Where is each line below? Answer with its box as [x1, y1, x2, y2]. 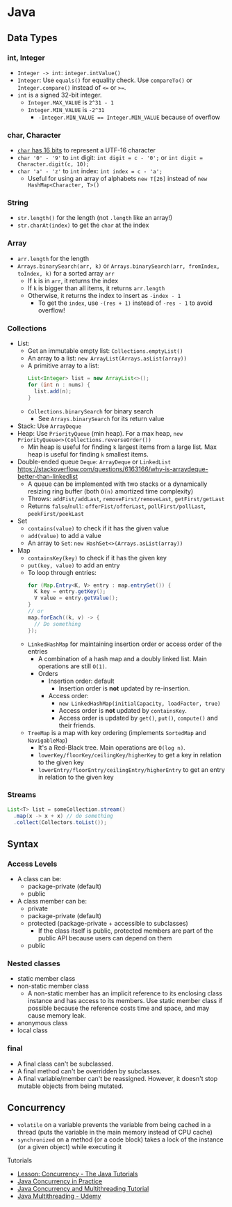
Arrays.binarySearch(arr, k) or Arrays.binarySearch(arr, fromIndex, [17, 262, 220, 270]
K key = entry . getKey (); [33, 588, 106, 595]
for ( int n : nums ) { [27, 381, 90, 388]
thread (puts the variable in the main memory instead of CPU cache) [17, 1128, 213, 1136]
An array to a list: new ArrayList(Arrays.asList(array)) [27, 354, 188, 363]
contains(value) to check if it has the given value [27, 523, 169, 532]
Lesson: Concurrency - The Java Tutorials [17, 1169, 138, 1178]
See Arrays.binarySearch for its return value [38, 414, 165, 423]
